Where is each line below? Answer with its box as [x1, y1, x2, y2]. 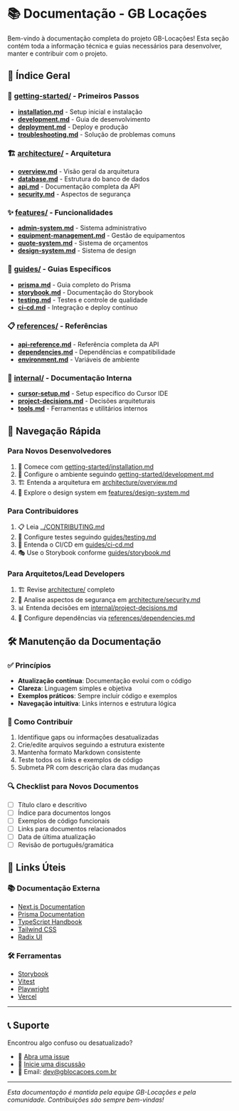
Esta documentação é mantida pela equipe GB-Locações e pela [7, 1088, 196, 1096]
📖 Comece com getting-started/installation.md [17, 462, 154, 470]
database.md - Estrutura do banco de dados [17, 174, 150, 183]
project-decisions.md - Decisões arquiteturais [17, 396, 156, 406]
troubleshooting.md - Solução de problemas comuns [17, 130, 176, 139]
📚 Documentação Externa [7, 883, 101, 893]
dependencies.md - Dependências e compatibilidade [17, 347, 176, 356]
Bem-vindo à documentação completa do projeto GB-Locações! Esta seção [7, 33, 229, 43]
